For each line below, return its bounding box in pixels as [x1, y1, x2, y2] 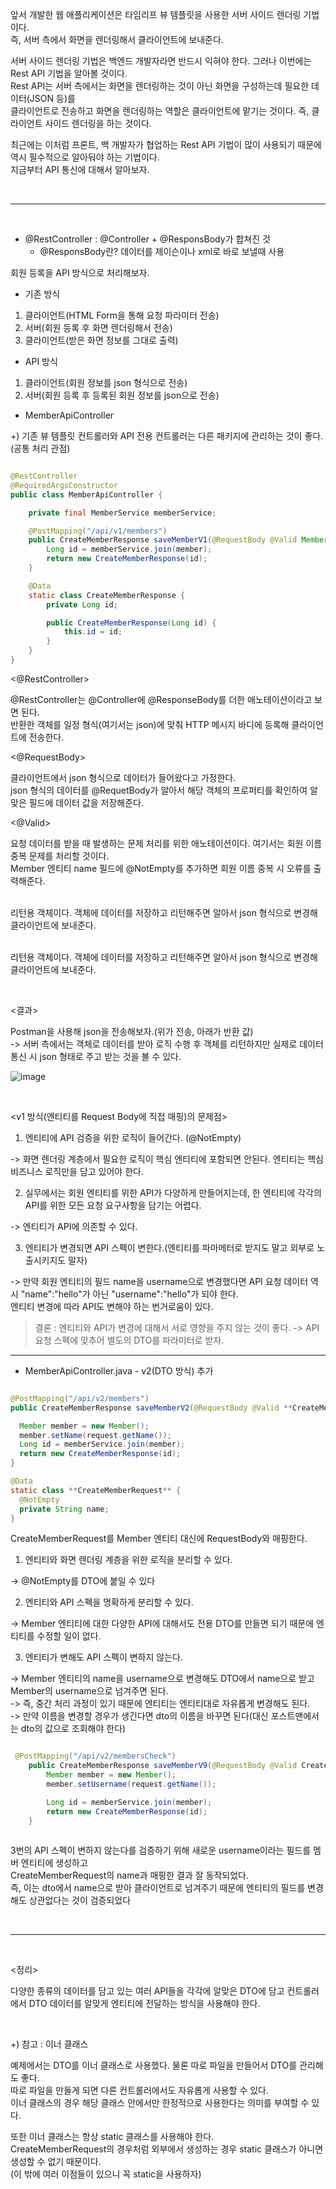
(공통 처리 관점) [10, 443, 71, 454]
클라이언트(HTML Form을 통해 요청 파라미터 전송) [24, 309, 220, 321]
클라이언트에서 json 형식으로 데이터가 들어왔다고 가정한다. [10, 771, 237, 783]
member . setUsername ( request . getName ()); [46, 1779, 217, 1789]
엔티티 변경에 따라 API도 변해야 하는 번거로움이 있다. [10, 1300, 214, 1312]
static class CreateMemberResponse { [28, 590, 186, 600]
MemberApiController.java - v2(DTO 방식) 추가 [24, 1364, 214, 1377]
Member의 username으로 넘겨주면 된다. [10, 1685, 169, 1697]
